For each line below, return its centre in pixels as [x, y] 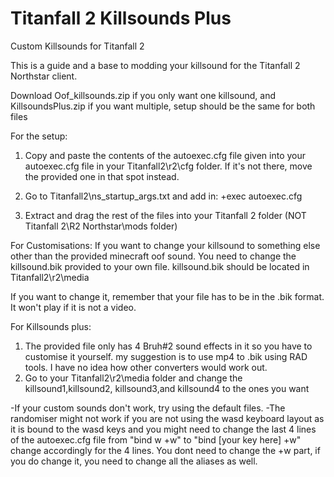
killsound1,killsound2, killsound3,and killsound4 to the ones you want [167, 388]
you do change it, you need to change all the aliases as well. [134, 461]
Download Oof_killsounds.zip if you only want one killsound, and [143, 95]
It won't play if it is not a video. [73, 307]
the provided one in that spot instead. [102, 176]
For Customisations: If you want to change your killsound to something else [165, 245]
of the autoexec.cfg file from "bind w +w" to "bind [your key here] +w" [156, 439]
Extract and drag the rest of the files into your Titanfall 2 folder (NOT [165, 215]
